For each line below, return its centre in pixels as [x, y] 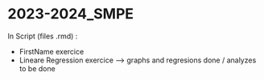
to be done [37, 68]
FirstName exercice [52, 51]
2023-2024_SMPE [71, 14]
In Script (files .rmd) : [43, 36]
